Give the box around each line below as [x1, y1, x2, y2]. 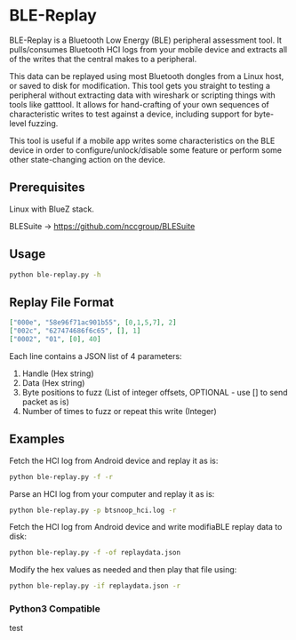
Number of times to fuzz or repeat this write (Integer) [21, 405, 217, 416]
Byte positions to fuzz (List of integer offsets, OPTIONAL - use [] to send [21, 387, 288, 397]
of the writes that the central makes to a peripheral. [9, 53, 197, 64]
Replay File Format [9, 294, 114, 309]
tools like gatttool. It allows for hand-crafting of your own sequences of [9, 99, 269, 109]
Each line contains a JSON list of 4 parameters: [9, 350, 182, 361]
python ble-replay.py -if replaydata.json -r [9, 581, 180, 591]
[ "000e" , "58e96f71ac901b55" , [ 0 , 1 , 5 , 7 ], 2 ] [9, 318, 177, 327]
